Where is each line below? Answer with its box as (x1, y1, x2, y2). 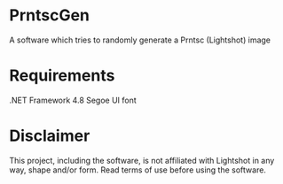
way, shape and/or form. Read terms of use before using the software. (9, 165, 266, 175)
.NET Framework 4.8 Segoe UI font (9, 95, 138, 105)
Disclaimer (9, 126, 90, 146)
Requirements (9, 65, 115, 86)
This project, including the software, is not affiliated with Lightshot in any (9, 155, 275, 165)
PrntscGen (9, 5, 90, 26)
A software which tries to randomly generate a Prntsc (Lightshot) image (9, 34, 271, 45)
